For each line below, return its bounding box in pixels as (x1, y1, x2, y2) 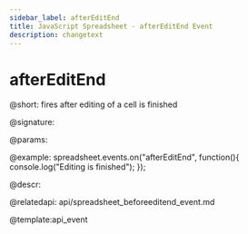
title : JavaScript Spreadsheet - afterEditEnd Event (9, 22, 213, 31)
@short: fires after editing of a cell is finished (9, 99, 178, 110)
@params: (9, 134, 48, 145)
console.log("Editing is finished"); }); (9, 161, 146, 172)
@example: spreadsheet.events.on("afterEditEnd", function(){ (9, 151, 240, 163)
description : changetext (9, 30, 104, 39)
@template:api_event (9, 214, 88, 225)
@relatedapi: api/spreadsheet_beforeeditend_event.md (9, 197, 215, 208)
